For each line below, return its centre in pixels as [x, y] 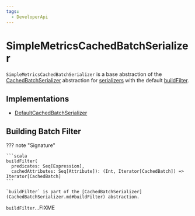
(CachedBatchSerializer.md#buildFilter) [56, 197]
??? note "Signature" [31, 145]
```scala [17, 156]
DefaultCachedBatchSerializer [51, 113]
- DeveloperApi [30, 17]
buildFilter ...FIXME [31, 208]
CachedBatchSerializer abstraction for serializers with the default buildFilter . [98, 81]
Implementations [38, 99]
